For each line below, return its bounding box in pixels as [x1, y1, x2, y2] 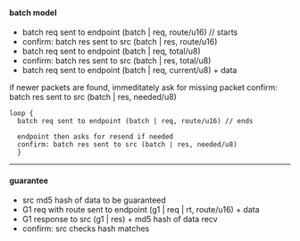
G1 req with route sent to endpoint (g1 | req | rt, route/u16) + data [21, 204, 261, 215]
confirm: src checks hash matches [21, 223, 150, 234]
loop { [9, 109, 34, 118]
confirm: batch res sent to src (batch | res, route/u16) [21, 37, 218, 47]
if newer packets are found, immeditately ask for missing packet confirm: [9, 82, 279, 93]
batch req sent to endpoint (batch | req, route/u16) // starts [21, 27, 238, 37]
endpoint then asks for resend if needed [17, 132, 174, 142]
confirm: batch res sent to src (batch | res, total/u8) [21, 55, 212, 66]
